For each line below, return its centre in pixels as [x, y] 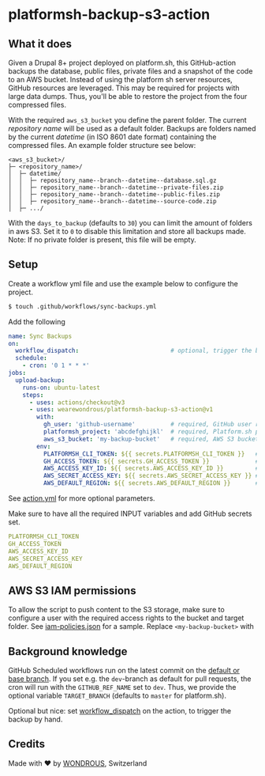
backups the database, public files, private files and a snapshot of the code [131, 71]
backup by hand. [35, 719]
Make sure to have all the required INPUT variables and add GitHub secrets [130, 514]
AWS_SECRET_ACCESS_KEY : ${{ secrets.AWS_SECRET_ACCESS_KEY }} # [151, 476]
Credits [27, 744]
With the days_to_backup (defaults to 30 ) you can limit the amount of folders [130, 223]
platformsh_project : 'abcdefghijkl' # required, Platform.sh [147, 432]
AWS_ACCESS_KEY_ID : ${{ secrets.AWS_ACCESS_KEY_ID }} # [151, 468]
